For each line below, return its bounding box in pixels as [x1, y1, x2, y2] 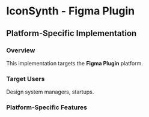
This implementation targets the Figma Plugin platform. [6, 59, 143, 67]
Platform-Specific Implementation [6, 28, 137, 38]
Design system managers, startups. [6, 88, 94, 95]
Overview [6, 46, 35, 55]
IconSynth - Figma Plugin [6, 4, 135, 18]
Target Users [6, 74, 45, 83]
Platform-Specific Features [6, 103, 87, 112]
